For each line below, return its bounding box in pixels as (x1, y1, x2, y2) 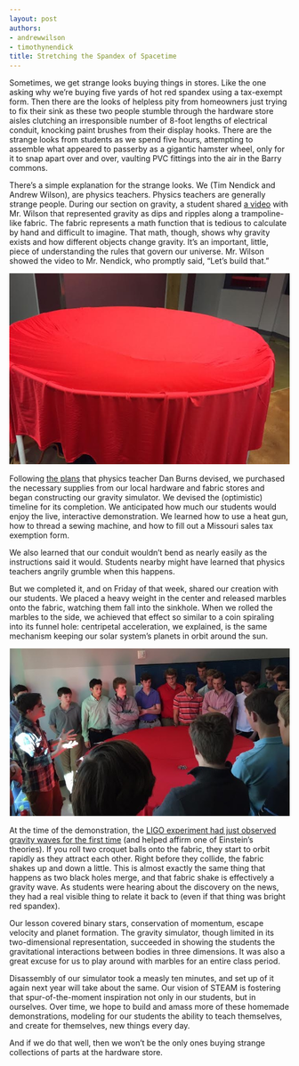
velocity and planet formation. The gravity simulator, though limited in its (9, 927, 274, 938)
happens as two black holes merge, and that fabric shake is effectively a (9, 872, 275, 883)
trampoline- (240, 208, 285, 219)
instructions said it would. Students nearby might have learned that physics (9, 557, 286, 567)
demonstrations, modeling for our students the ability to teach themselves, (9, 1011, 283, 1021)
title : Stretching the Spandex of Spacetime (9, 52, 177, 61)
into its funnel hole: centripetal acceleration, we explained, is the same (9, 621, 268, 631)
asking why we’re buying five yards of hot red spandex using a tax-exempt (9, 87, 283, 98)
